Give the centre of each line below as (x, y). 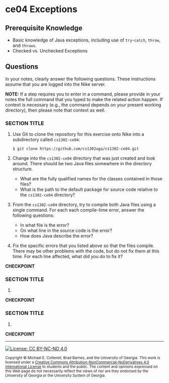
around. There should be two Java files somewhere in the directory (82, 164)
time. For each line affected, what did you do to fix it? (68, 257)
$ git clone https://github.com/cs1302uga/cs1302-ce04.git (76, 149)
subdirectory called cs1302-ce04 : (46, 139)
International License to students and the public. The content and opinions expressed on (81, 367)
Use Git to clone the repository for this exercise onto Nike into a (78, 134)
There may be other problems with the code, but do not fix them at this (86, 251)
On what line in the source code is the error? (66, 230)
